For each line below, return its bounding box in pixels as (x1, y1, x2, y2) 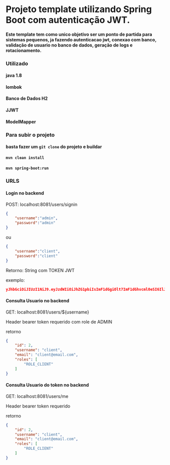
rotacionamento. (6, 47, 42, 54)
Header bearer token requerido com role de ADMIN (6, 319, 112, 325)
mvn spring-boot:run (6, 166, 49, 171)
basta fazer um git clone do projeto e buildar (6, 144, 102, 150)
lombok (6, 84, 22, 90)
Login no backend (6, 190, 44, 196)
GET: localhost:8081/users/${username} (6, 309, 90, 315)
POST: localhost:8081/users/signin (6, 201, 78, 208)
